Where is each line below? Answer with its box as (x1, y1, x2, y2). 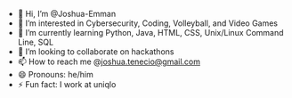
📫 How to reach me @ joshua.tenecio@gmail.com (17, 56, 200, 67)
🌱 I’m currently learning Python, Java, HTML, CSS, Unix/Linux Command (17, 28, 284, 37)
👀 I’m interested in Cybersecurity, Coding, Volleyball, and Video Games (17, 18, 279, 29)
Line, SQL (17, 37, 54, 47)
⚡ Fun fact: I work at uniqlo (17, 79, 117, 89)
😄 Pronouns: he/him (17, 69, 93, 79)
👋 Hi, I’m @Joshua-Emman (17, 9, 117, 19)
